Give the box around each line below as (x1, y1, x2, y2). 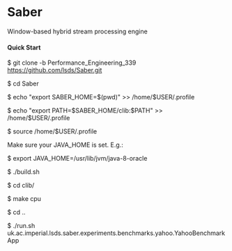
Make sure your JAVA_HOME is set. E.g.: (7, 140, 123, 149)
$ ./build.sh (7, 168, 40, 176)
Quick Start (7, 43, 41, 51)
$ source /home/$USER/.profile (7, 127, 98, 136)
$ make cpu (7, 195, 42, 203)
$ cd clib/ (7, 181, 35, 190)
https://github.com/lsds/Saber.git (7, 66, 102, 74)
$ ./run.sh (7, 222, 36, 230)
